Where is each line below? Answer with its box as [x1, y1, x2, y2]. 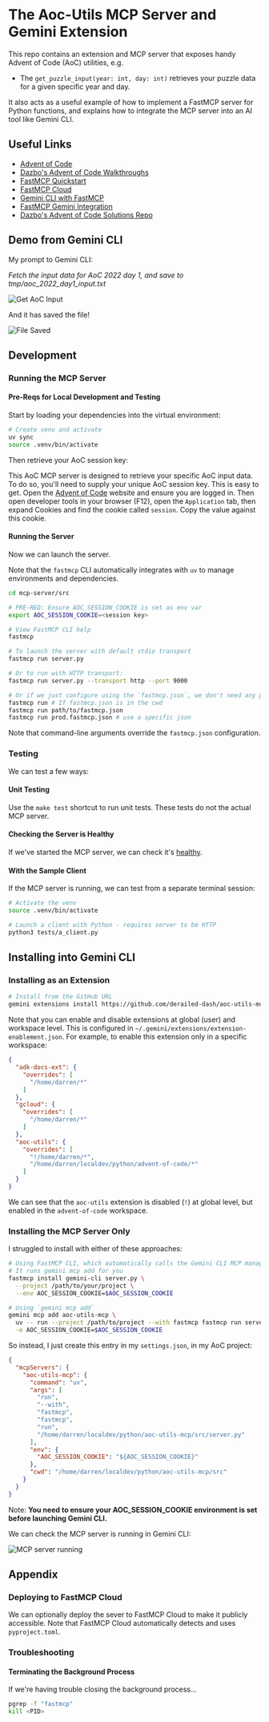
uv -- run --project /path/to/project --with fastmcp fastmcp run [15, 1319, 242, 1327]
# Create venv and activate [8, 426, 102, 434]
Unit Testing [8, 784, 50, 795]
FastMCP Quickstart [19, 176, 86, 185]
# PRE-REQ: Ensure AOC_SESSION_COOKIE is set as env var [8, 603, 203, 611]
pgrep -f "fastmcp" [8, 1700, 74, 1708]
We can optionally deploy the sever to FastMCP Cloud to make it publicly [8, 1610, 248, 1619]
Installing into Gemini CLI [8, 950, 136, 964]
